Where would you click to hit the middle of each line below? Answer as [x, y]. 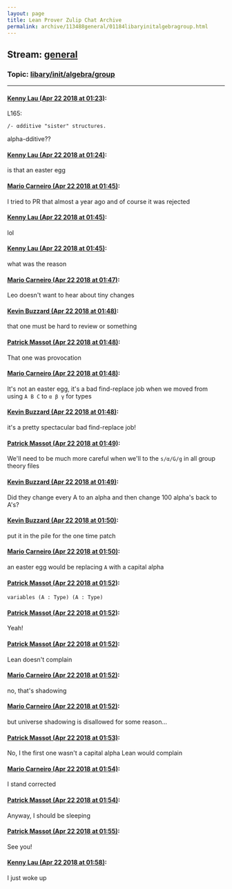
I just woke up [27, 878]
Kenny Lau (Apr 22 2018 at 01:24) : [57, 155]
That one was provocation [44, 358]
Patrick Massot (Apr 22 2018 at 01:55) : [64, 832]
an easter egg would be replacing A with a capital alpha [86, 567]
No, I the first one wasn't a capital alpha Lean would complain [95, 753]
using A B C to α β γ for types [49, 396]
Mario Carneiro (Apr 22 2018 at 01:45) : [64, 186]
